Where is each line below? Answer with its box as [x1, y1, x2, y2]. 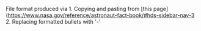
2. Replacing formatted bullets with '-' [5, 18, 101, 25]
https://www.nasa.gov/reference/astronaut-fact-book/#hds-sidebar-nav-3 [7, 12, 195, 19]
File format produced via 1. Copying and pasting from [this [5, 5, 152, 12]
